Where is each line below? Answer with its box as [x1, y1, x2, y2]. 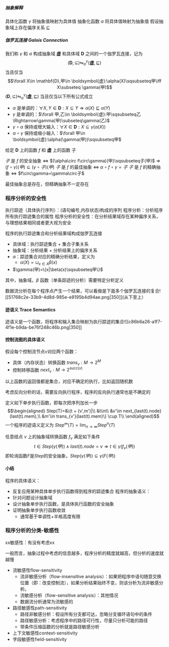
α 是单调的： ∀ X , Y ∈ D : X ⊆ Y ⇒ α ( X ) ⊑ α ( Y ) [12, 105, 111, 111]
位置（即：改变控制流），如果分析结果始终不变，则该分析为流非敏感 [20, 580, 159, 586]
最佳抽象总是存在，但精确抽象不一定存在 [5, 181, 89, 187]
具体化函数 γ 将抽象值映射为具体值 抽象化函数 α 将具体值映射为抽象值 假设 [5, 18, 159, 24]
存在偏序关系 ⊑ [18, 24, 50, 30]
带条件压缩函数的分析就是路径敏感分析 [20, 623, 100, 629]
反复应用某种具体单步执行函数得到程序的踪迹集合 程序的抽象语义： [12, 488, 151, 494]
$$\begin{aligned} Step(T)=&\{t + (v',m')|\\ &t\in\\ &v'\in [7, 408, 122, 414]
